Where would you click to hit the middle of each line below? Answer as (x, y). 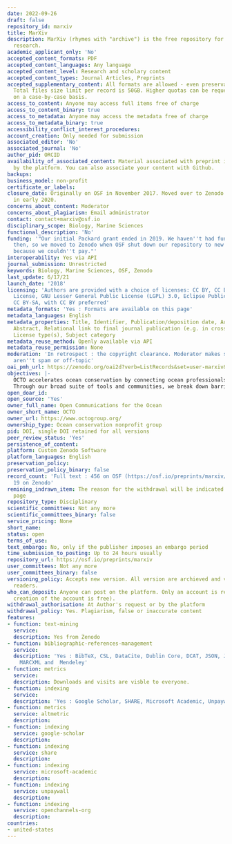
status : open (26, 534)
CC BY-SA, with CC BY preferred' (61, 303)
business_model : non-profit (48, 180)
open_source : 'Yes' (35, 399)
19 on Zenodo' (33, 482)
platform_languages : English (49, 457)
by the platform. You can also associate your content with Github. (114, 168)
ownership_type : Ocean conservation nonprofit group (85, 425)
